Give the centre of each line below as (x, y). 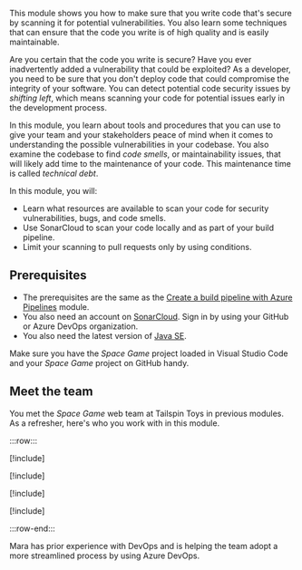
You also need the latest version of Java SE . (105, 335)
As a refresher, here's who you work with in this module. (115, 423)
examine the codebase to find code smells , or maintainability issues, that (145, 154)
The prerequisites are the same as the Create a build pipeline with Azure (157, 297)
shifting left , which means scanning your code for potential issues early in (147, 98)
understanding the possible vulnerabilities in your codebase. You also (139, 145)
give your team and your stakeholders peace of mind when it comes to (141, 135)
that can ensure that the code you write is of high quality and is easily (139, 32)
